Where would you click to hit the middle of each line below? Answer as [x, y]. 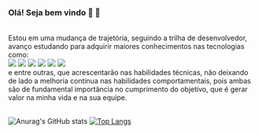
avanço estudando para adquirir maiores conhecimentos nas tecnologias [126, 47]
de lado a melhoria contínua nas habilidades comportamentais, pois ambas [129, 81]
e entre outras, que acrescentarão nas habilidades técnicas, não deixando [128, 73]
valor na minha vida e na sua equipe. [68, 98]
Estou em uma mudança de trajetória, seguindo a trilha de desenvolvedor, [128, 38]
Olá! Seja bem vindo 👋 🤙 [54, 13]
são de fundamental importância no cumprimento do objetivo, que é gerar [128, 89]
